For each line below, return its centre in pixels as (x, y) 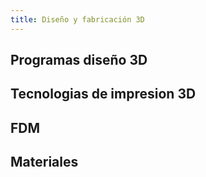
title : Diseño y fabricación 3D (77, 19)
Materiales (44, 162)
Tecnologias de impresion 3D (103, 94)
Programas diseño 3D (79, 60)
